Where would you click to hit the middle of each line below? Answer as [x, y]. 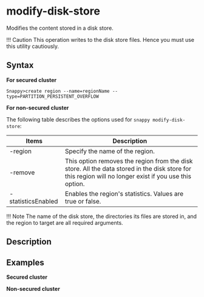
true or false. [83, 201]
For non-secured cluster [38, 108]
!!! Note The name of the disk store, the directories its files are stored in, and [102, 216]
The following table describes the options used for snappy [78, 119]
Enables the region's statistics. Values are [124, 194]
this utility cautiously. [33, 46]
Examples [25, 262]
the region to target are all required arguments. [65, 222]
